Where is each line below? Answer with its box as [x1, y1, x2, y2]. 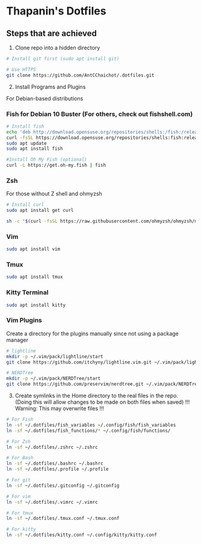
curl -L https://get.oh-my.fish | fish [6, 162, 106, 168]
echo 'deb [6, 129, 31, 135]
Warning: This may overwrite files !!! [14, 405, 105, 412]
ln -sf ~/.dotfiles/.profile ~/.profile [6, 466, 109, 472]
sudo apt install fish [6, 146, 63, 152]
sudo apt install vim [6, 246, 61, 252]
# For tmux [6, 510, 34, 516]
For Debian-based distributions [6, 94, 84, 102]
